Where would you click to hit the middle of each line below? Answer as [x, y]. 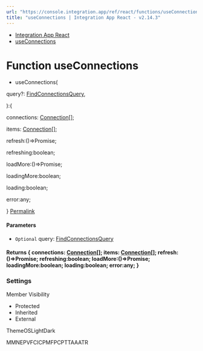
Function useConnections [72, 66]
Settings [19, 281]
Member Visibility [28, 294]
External [25, 319]
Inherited [26, 312]
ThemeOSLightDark [31, 330]
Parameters [21, 225]
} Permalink [21, 211]
